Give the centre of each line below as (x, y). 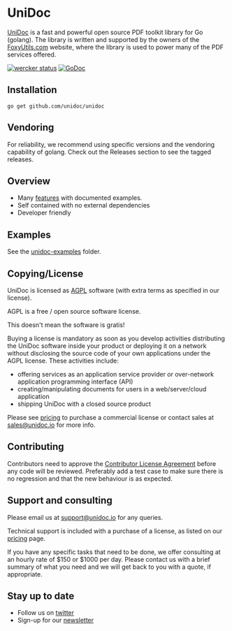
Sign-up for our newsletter (56, 621)
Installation (32, 90)
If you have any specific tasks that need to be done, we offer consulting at (114, 552)
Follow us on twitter (46, 613)
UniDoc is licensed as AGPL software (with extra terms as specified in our (114, 290)
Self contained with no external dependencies (84, 205)
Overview (29, 181)
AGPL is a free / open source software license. (74, 311)
